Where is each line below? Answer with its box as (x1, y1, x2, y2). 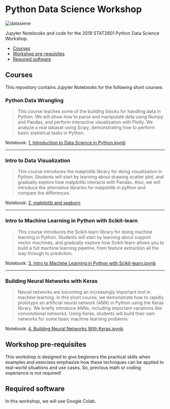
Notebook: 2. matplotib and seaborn (5, 200, 81, 206)
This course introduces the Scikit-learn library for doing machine (17, 229, 153, 235)
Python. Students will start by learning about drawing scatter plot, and (17, 174, 164, 180)
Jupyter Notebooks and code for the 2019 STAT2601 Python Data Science (5, 30, 159, 36)
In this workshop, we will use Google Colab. (5, 398, 97, 404)
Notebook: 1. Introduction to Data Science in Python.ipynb (5, 140, 126, 146)
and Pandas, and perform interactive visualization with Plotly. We (17, 119, 153, 125)
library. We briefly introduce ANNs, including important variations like (17, 305, 162, 311)
